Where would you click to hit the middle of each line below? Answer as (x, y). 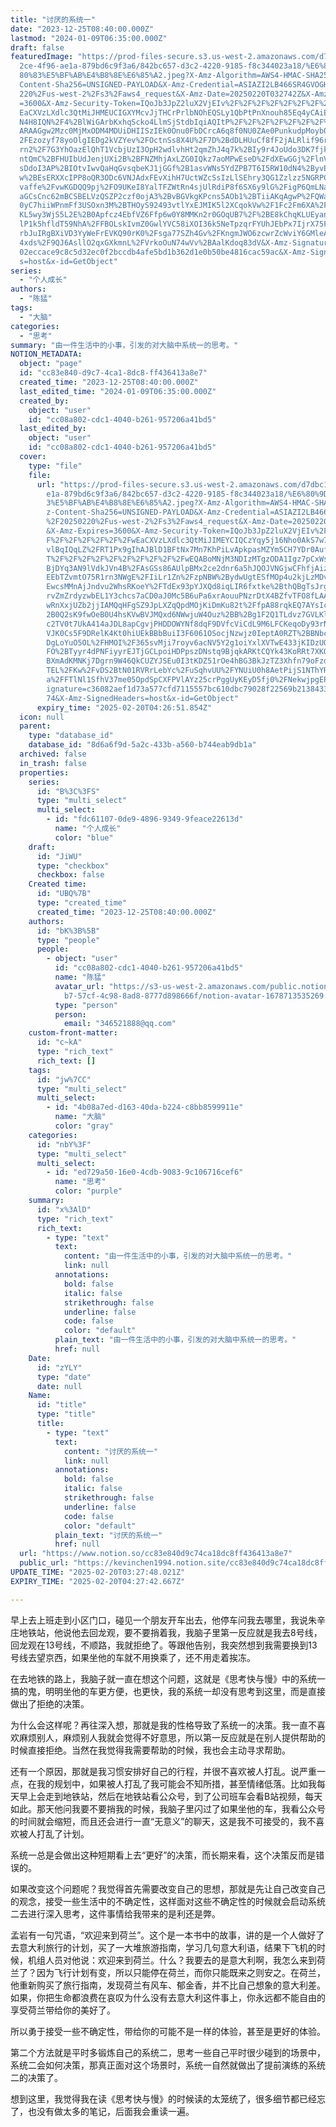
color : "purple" (88, 1191)
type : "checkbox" (73, 866)
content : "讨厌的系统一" (111, 1451)
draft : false (37, 47)
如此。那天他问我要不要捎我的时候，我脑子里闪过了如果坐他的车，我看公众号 (168, 1808)
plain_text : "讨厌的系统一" (108, 1535)
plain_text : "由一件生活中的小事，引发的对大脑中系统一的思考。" (175, 1340)
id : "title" (61, 1405)
